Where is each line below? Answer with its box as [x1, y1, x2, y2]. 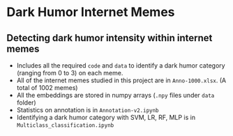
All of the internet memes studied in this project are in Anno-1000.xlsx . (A [16, 76, 227, 84]
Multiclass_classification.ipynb [16, 122, 114, 129]
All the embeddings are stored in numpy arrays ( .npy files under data [16, 91, 215, 99]
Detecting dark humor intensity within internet [6, 32, 213, 44]
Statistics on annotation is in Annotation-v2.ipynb [16, 106, 159, 114]
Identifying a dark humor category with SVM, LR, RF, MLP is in [16, 113, 196, 121]
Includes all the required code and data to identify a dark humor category [16, 61, 225, 70]
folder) [16, 98, 36, 107]
